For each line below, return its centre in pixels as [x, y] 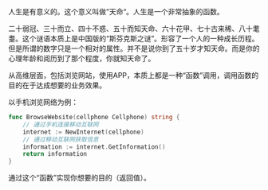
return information [55, 154]
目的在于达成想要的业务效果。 [57, 85]
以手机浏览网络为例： [43, 102]
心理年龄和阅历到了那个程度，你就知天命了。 [82, 58]
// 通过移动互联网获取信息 [61, 139]
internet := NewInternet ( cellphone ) [84, 132]
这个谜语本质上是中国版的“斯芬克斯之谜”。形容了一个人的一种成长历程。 [140, 39]
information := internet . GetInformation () [94, 147]
